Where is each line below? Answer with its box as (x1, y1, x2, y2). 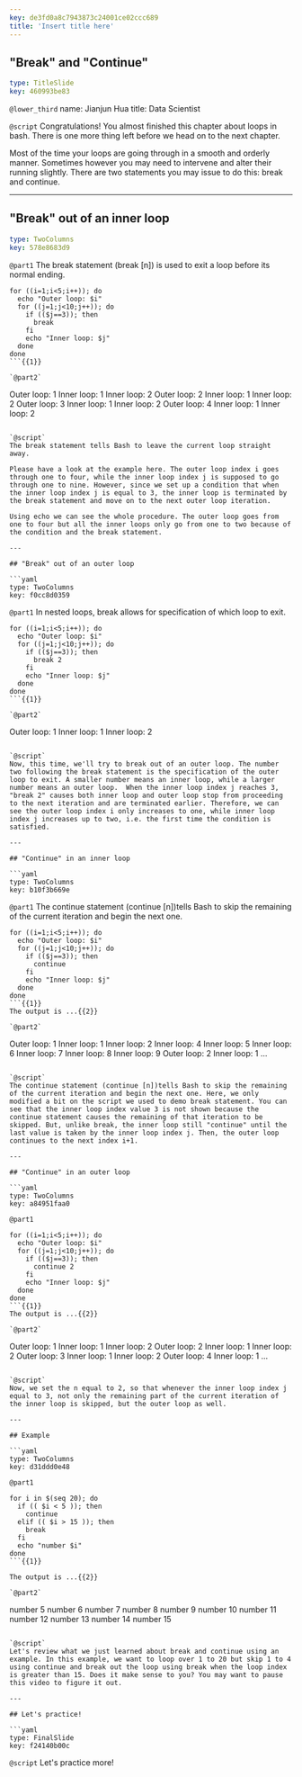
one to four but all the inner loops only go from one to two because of (9, 519, 292, 529)
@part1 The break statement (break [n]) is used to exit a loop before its (9, 259, 271, 270)
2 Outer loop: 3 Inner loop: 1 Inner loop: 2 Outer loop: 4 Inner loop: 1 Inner (9, 398, 280, 409)
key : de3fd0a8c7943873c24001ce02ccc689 (9, 13, 159, 22)
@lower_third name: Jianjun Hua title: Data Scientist (9, 103, 200, 114)
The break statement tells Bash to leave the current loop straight (9, 441, 271, 450)
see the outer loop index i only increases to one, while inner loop (9, 806, 276, 815)
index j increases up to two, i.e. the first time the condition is (9, 814, 271, 823)
